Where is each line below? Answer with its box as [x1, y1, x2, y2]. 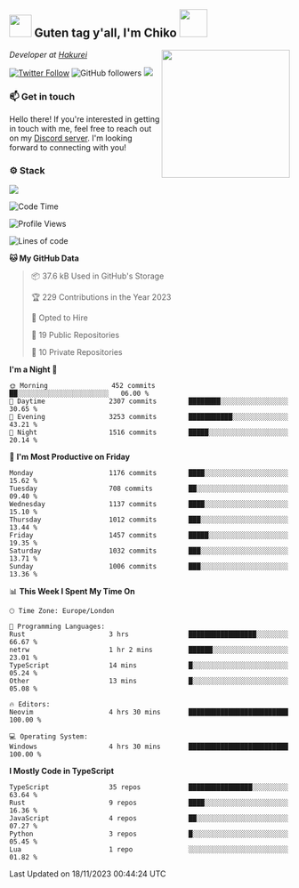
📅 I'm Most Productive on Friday [9, 451, 131, 463]
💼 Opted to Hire [30, 312, 89, 323]
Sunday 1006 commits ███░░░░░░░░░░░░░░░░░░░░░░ [9, 562, 289, 571]
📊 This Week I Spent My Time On [9, 586, 135, 597]
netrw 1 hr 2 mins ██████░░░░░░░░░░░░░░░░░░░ [9, 646, 289, 655]
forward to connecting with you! [9, 142, 126, 153]
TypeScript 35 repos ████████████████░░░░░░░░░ [9, 783, 289, 792]
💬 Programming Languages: [9, 622, 105, 632]
